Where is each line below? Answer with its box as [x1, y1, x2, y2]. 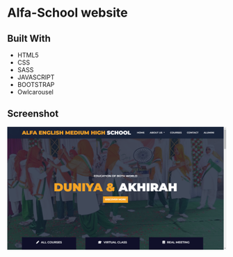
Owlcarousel [17, 88, 54, 96]
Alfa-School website [7, 5, 128, 21]
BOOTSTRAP [17, 81, 55, 88]
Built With [7, 33, 51, 44]
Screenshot [7, 108, 59, 119]
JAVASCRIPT [17, 73, 55, 81]
